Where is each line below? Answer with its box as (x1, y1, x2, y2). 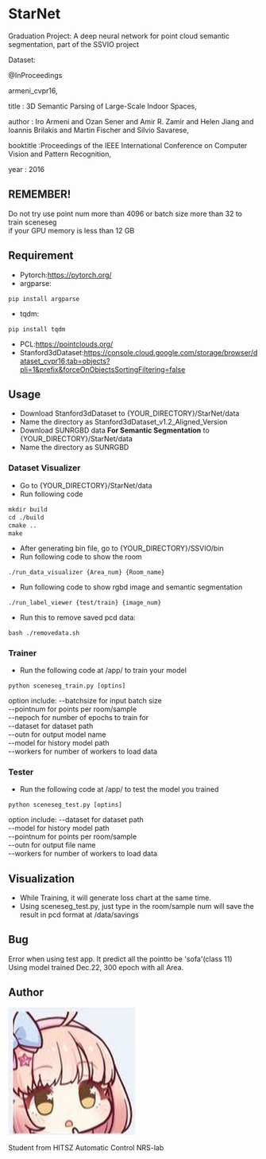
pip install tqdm (8, 325, 66, 333)
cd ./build (8, 513, 44, 522)
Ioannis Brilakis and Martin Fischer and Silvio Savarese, (8, 125, 189, 135)
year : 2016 (8, 164, 45, 174)
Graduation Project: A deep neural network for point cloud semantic (8, 31, 230, 41)
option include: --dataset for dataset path (8, 815, 145, 824)
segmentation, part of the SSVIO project (8, 39, 140, 49)
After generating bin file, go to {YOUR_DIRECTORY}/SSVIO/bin (19, 543, 224, 553)
